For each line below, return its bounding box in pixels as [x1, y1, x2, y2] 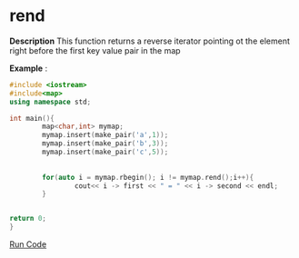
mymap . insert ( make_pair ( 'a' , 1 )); [42, 131, 169, 140]
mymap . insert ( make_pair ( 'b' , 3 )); [42, 139, 169, 148]
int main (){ [9, 114, 55, 123]
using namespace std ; [9, 97, 92, 106]
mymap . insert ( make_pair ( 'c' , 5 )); [42, 147, 169, 157]
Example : [9, 63, 48, 74]
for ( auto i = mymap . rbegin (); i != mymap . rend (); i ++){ [42, 173, 254, 182]
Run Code [9, 239, 47, 250]
